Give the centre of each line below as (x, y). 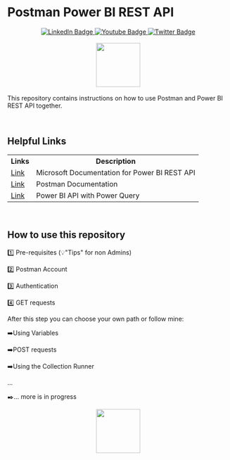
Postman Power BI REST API (91, 12)
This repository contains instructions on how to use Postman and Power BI (115, 98)
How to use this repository (66, 235)
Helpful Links (37, 141)
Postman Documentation (77, 184)
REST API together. (35, 106)
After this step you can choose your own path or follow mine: (96, 319)
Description (116, 161)
